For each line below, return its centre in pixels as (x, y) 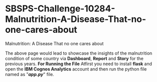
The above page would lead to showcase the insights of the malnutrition (79, 53)
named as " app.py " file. (30, 74)
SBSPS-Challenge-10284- (60, 9)
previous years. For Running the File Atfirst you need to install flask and (79, 64)
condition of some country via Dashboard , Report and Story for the (74, 58)
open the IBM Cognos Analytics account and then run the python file (76, 69)
